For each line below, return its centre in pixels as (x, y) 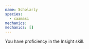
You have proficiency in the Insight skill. (45, 41)
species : (14, 14)
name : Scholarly (21, 9)
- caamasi (19, 18)
